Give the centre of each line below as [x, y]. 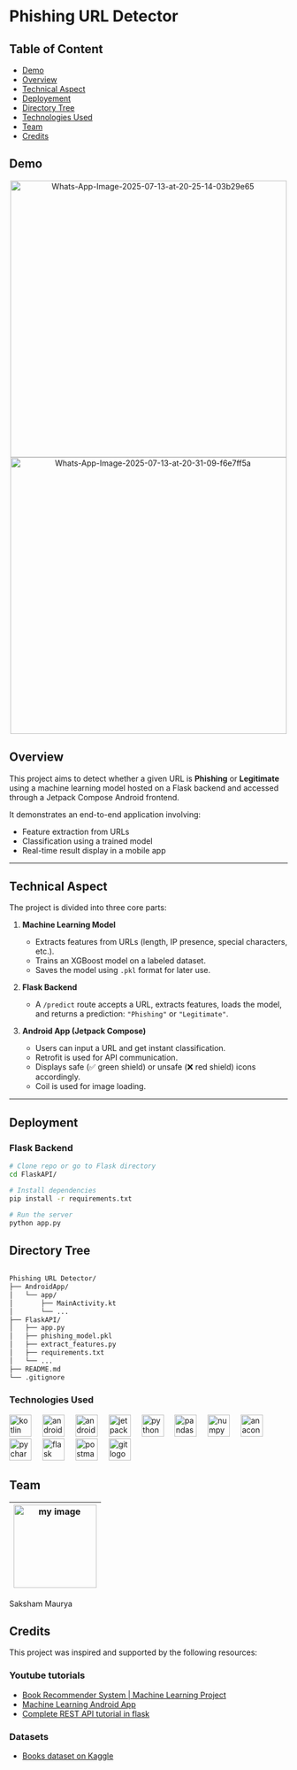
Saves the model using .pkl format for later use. [123, 970]
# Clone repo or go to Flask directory [83, 1166]
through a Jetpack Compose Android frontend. [94, 797]
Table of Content [56, 49]
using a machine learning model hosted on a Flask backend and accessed [144, 788]
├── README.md [35, 1369]
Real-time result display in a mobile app [94, 850]
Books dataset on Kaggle [68, 1756]
